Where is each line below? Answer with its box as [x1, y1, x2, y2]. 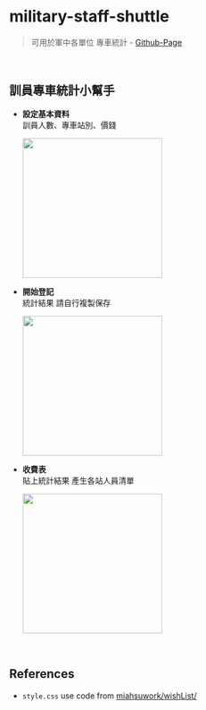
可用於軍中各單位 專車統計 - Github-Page [30, 37, 183, 47]
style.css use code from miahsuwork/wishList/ [21, 690, 197, 701]
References [9, 666, 75, 681]
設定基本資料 [21, 108, 70, 119]
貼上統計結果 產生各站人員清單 [21, 475, 135, 486]
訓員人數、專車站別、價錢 [21, 119, 117, 131]
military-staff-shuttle [9, 6, 169, 27]
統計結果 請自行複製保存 [21, 297, 111, 308]
